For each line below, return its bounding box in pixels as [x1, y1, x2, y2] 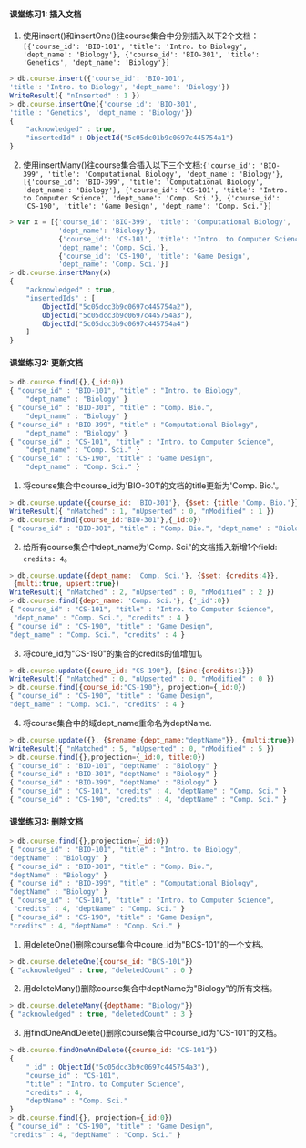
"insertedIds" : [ [25, 293, 96, 302]
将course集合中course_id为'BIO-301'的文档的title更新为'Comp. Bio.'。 [22, 480, 284, 491]
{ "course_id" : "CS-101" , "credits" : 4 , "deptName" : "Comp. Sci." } [9, 786, 288, 796]
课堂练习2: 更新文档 [9, 356, 84, 368]
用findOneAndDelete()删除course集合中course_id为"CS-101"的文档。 [22, 1028, 282, 1039]
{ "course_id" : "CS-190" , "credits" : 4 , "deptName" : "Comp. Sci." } [9, 795, 288, 805]
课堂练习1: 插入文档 [9, 8, 82, 19]
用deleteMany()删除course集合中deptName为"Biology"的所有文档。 [22, 983, 278, 994]
